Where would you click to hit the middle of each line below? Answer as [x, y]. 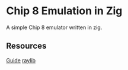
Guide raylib [21, 60]
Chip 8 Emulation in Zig [64, 11]
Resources [26, 46]
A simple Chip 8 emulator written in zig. [54, 27]
